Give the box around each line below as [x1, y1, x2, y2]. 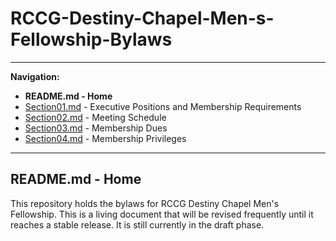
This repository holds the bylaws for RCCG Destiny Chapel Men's [10, 197, 280, 209]
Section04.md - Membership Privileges [24, 132, 187, 144]
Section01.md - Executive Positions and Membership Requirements [24, 100, 302, 112]
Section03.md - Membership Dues [24, 122, 168, 134]
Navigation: [10, 70, 60, 82]
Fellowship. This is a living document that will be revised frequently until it [10, 208, 314, 220]
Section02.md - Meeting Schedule [24, 111, 167, 123]
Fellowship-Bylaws [10, 28, 173, 51]
